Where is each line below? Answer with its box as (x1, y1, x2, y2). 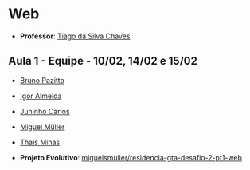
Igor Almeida (19, 91, 62, 101)
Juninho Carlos (19, 106, 70, 116)
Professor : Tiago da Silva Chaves (19, 31, 131, 41)
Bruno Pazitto (19, 75, 65, 85)
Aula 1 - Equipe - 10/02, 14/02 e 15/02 (8, 54, 197, 68)
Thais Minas (19, 137, 61, 147)
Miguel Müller (19, 121, 65, 132)
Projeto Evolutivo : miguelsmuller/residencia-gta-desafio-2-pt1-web (19, 152, 243, 162)
